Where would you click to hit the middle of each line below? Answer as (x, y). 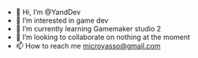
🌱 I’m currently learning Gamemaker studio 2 (88, 29)
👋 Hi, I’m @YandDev (48, 12)
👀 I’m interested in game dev (62, 20)
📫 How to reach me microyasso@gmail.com (88, 46)
